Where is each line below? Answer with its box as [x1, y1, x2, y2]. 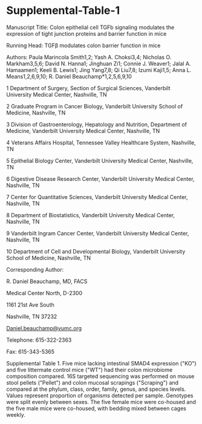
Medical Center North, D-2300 [6, 289, 83, 296]
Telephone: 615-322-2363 [6, 336, 72, 344]
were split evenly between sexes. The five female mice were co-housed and [6, 398, 197, 405]
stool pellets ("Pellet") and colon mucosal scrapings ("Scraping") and [6, 379, 179, 386]
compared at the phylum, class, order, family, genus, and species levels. [6, 385, 186, 393]
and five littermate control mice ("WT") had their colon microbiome [6, 366, 173, 373]
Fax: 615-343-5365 [6, 348, 55, 355]
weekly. [6, 411, 25, 418]
